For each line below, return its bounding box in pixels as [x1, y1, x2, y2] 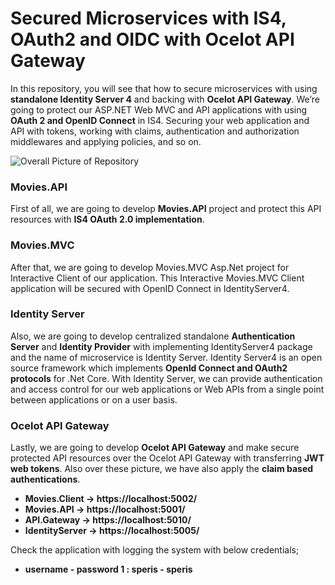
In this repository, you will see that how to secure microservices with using [10, 82, 318, 94]
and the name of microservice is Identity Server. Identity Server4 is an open [10, 351, 323, 363]
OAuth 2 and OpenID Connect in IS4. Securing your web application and [10, 114, 310, 126]
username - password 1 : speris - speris [24, 563, 193, 576]
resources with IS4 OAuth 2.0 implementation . [10, 213, 205, 226]
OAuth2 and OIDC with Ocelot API [10, 28, 295, 51]
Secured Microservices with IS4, [10, 7, 287, 30]
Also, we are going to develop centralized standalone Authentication [10, 330, 296, 342]
